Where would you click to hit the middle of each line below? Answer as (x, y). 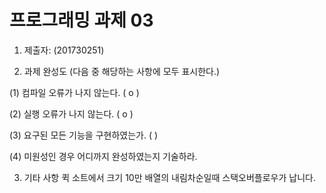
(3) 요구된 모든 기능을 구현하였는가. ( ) (84, 135)
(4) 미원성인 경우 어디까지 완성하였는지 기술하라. (103, 156)
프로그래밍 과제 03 (81, 20)
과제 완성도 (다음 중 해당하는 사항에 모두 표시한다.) (122, 71)
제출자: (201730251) (64, 50)
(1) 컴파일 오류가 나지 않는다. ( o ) (74, 92)
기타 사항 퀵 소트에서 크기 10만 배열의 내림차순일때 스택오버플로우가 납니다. (169, 177)
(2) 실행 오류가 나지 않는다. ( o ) (71, 113)
